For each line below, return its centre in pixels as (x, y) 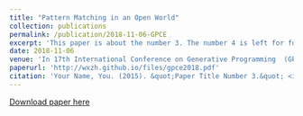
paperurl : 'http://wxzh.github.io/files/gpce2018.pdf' (115, 68)
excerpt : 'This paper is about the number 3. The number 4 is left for (147, 43)
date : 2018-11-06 (42, 51)
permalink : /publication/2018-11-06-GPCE (88, 34)
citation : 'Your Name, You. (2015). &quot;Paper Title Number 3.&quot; (147, 76)
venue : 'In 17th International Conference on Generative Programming (143, 59)
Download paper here (50, 102)
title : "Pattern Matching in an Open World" (94, 18)
